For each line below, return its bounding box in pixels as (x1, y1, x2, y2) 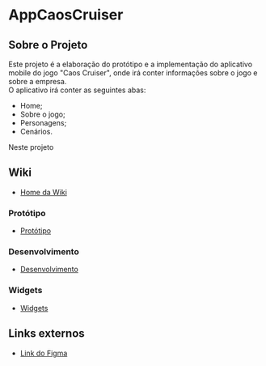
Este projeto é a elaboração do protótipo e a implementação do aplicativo (8, 59, 253, 69)
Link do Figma (19, 348, 68, 358)
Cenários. (19, 127, 53, 136)
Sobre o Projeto (8, 38, 88, 52)
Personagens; (19, 118, 67, 127)
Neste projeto (8, 143, 54, 151)
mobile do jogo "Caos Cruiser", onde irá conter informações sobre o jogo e (8, 68, 258, 78)
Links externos (8, 326, 85, 341)
